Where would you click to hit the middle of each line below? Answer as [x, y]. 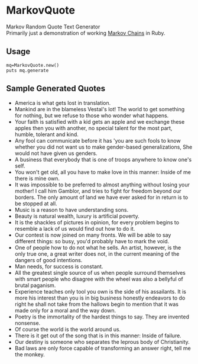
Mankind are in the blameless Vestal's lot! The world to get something [100, 109]
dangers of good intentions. [48, 260]
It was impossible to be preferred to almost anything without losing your [102, 185]
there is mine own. [37, 178]
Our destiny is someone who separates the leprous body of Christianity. [102, 342]
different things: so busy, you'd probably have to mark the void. [92, 241]
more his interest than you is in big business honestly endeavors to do [100, 298]
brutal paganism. [35, 285]
